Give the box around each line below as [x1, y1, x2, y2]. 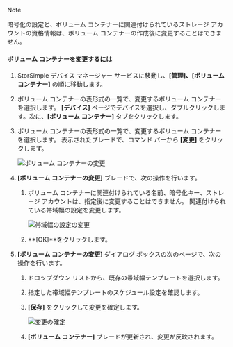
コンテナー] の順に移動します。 [17, 80, 106, 89]
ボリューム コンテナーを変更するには [7, 55, 113, 63]
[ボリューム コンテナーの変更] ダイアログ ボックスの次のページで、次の [17, 250, 221, 259]
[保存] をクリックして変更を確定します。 [27, 303, 144, 312]
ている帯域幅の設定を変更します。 [27, 206, 125, 214]
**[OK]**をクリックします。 [27, 235, 111, 244]
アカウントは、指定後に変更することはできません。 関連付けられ [41, 197, 226, 205]
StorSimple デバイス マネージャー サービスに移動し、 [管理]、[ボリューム [17, 71, 225, 80]
